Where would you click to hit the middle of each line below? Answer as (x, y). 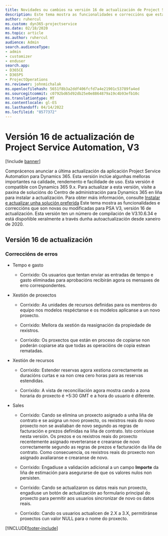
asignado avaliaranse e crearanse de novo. (64, 457)
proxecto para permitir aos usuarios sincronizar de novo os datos (87, 498)
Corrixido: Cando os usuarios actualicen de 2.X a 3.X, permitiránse (88, 513)
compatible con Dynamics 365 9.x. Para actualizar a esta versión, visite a (80, 187)
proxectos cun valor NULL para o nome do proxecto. (74, 518)
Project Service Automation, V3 (72, 147)
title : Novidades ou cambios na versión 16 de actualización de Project (82, 10)
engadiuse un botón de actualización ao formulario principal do (85, 492)
